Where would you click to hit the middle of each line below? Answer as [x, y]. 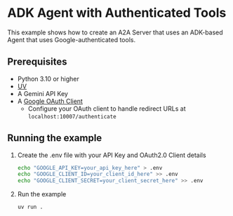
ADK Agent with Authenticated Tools [117, 13]
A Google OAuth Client [50, 101]
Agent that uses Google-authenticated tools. [71, 39]
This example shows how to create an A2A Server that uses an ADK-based [115, 32]
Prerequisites [37, 62]
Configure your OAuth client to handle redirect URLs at [107, 108]
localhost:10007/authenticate [72, 116]
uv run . [30, 207]
